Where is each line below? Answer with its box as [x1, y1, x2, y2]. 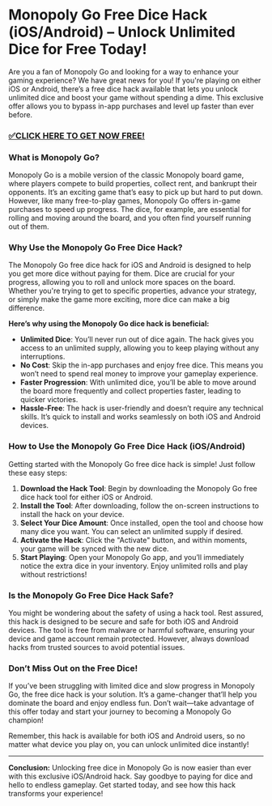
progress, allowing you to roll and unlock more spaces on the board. [8, 278, 236, 287]
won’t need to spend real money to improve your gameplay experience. [19, 369, 258, 379]
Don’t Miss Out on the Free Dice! [8, 662, 138, 673]
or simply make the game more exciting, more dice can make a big [8, 295, 231, 304]
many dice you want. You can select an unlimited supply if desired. [19, 526, 244, 536]
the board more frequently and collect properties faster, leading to [19, 386, 241, 396]
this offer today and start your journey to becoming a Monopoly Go [8, 706, 232, 717]
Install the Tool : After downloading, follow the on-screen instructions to [19, 500, 259, 511]
